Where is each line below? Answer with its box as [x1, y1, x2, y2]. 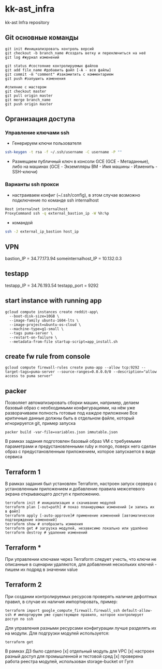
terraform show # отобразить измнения [5, 522, 83, 527]
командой [12, 220, 33, 226]
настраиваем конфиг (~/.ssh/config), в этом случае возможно [12, 192, 140, 198]
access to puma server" [5, 374, 53, 379]
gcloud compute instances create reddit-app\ [5, 309, 98, 314]
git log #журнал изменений [5, 55, 59, 60]
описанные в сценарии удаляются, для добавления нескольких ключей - [5, 561, 157, 567]
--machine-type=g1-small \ [9, 326, 64, 331]
